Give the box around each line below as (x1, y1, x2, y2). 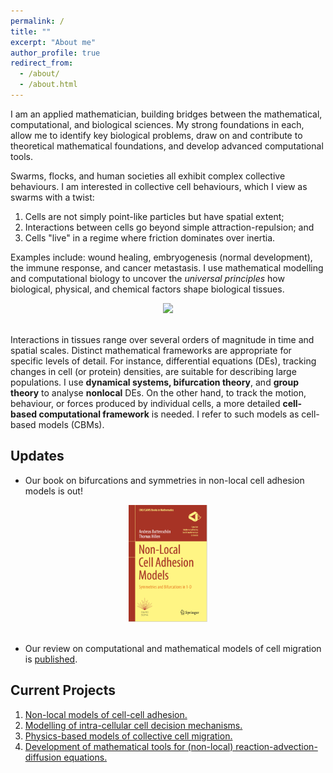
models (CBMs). (38, 418, 105, 430)
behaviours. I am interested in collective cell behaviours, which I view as (10, 180, 308, 192)
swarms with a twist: (10, 191, 95, 203)
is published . (24, 653, 78, 665)
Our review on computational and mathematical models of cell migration (24, 642, 322, 654)
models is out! (24, 485, 83, 497)
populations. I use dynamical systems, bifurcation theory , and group (10, 376, 299, 388)
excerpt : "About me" (10, 37, 97, 47)
